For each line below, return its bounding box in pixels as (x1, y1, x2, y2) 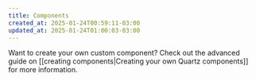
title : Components (8, 11, 69, 20)
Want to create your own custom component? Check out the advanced (8, 48, 240, 58)
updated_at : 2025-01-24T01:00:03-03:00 (8, 26, 141, 34)
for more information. (8, 65, 78, 75)
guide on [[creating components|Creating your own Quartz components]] (8, 56, 249, 66)
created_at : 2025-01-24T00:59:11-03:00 (8, 19, 141, 27)
